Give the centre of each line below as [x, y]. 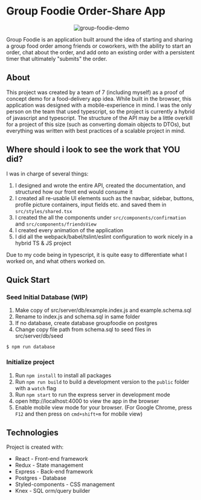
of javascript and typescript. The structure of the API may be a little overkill [100, 118]
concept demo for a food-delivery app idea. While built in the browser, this [99, 98]
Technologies [33, 432]
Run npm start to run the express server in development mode [92, 394]
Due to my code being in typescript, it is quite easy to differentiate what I [97, 255]
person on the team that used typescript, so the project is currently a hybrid [101, 111]
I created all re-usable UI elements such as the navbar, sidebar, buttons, [104, 198]
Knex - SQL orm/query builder [53, 491]
